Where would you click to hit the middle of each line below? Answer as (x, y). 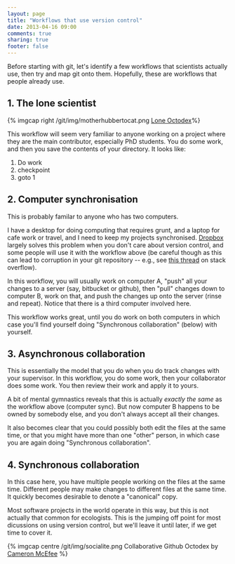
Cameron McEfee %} (38, 554)
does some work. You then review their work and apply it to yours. (103, 386)
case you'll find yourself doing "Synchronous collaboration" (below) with (112, 324)
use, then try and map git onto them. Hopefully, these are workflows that (112, 74)
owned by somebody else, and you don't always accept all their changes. (113, 414)
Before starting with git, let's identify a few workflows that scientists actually (117, 66)
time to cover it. (30, 533)
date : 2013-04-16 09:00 (42, 27)
